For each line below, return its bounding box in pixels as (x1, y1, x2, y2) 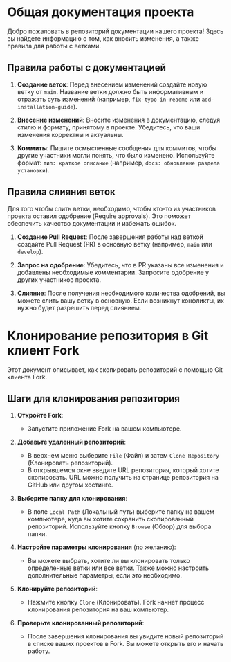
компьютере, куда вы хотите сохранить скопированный (27, 515, 194, 524)
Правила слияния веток (7, 186, 115, 198)
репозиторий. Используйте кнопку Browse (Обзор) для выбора (27, 522, 212, 530)
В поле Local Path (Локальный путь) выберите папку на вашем (27, 508, 214, 516)
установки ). (17, 165, 50, 174)
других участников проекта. (17, 275, 102, 284)
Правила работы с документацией (7, 62, 166, 73)
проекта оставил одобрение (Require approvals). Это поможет (7, 212, 192, 220)
